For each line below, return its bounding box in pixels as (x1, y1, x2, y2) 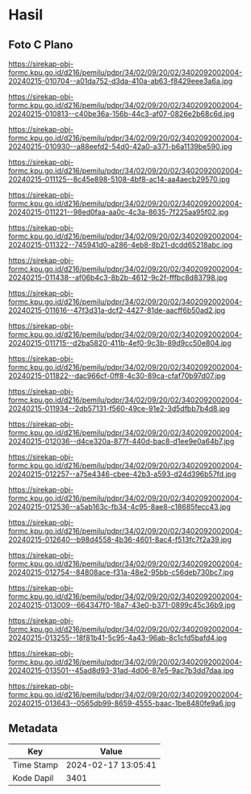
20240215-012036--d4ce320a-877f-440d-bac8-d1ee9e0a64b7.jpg (8, 437, 235, 446)
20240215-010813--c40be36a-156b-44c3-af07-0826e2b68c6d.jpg (8, 109, 236, 118)
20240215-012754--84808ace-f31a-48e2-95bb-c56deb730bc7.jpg (8, 567, 234, 577)
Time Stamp (12, 759, 59, 771)
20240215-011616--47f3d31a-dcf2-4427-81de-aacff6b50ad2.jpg (8, 306, 226, 315)
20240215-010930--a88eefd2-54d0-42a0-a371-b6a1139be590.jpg (8, 142, 232, 151)
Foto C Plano (8, 38, 73, 52)
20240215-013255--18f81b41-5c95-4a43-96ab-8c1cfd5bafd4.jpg (8, 633, 228, 642)
